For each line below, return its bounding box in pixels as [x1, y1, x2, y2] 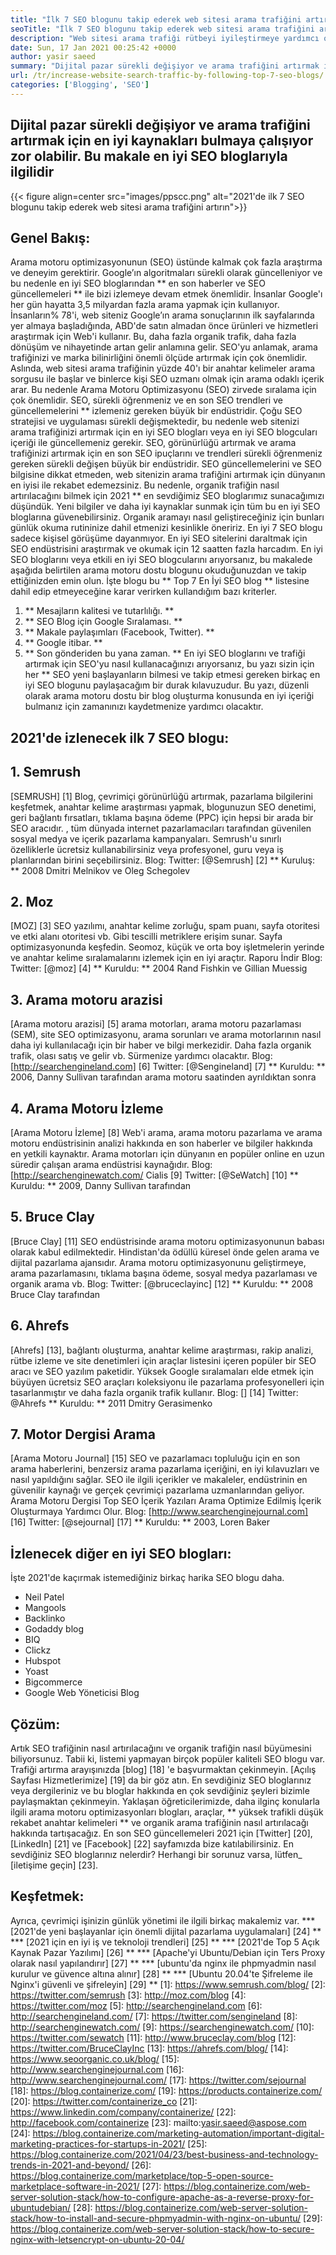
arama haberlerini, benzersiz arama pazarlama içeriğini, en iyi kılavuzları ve [10, 1463, 320, 1475]
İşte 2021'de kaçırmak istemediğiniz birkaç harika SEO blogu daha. [10, 1572, 285, 1584]
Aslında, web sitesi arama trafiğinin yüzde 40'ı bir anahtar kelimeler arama [10, 362, 316, 375]
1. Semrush [10, 764, 82, 781]
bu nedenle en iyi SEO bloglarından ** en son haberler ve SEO [10, 277, 266, 290]
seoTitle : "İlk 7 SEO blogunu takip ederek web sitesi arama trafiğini [10, 24, 315, 34]
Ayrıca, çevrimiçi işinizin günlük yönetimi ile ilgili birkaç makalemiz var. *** [10, 1914, 316, 1926]
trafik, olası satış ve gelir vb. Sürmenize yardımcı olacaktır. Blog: [10, 1050, 273, 1062]
